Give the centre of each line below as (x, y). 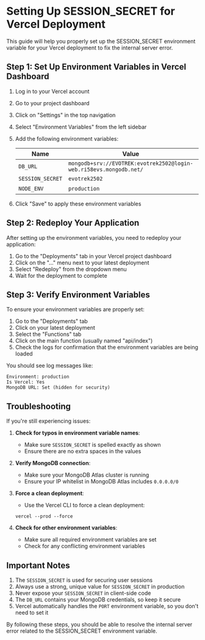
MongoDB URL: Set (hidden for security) (59, 388)
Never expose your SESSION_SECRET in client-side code (83, 593)
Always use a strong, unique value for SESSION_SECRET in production (100, 586)
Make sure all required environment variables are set (90, 540)
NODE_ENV (31, 188)
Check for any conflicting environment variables (85, 546)
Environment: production (38, 377)
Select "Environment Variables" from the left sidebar (81, 127)
